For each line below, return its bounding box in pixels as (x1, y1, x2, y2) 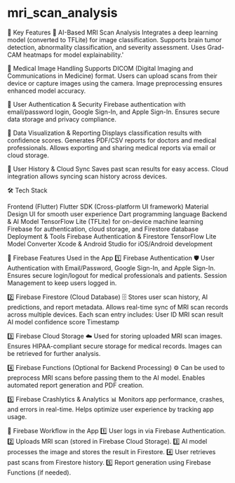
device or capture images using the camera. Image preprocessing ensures (7, 79, 223, 87)
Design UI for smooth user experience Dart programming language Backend (7, 209, 227, 218)
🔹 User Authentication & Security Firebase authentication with (7, 100, 186, 108)
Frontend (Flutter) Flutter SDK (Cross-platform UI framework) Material (7, 202, 209, 211)
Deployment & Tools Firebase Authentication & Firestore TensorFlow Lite (7, 232, 217, 240)
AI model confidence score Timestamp (7, 317, 119, 326)
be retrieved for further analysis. (7, 349, 101, 357)
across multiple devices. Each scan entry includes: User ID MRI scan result (7, 310, 224, 319)
